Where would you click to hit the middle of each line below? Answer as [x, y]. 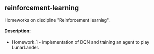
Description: [18, 31]
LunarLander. [25, 47]
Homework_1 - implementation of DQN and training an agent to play [80, 42]
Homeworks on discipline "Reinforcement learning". [57, 20]
